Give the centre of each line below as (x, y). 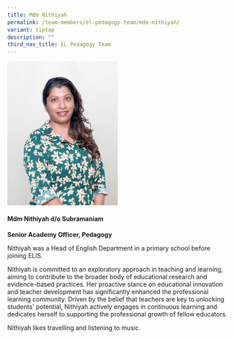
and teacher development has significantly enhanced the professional (108, 292)
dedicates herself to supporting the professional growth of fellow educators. (117, 314)
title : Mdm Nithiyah (37, 15)
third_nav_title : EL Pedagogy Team (59, 45)
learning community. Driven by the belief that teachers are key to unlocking (116, 300)
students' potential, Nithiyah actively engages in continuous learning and (112, 307)
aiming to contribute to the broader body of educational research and (108, 277)
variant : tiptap (31, 30)
